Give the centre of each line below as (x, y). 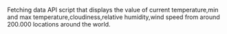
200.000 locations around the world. (59, 24)
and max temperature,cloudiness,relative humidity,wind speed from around (113, 17)
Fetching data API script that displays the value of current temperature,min (113, 10)
